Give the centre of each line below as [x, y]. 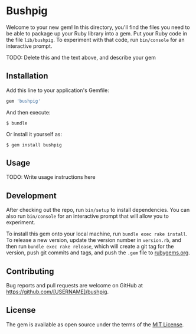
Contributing [30, 271]
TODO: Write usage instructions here [51, 177]
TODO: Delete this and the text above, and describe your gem [81, 57]
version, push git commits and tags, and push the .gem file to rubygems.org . [98, 253]
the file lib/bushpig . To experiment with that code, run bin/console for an [95, 40]
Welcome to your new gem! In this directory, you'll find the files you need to [98, 27]
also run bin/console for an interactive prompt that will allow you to [88, 216]
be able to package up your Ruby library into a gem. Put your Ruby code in [97, 33]
